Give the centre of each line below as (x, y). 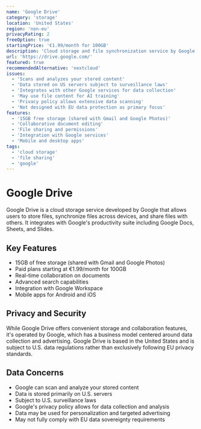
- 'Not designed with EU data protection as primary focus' (88, 107)
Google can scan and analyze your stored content (77, 387)
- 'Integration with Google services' (60, 135)
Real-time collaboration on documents (62, 275)
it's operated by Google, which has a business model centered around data (99, 334)
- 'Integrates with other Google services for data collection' (94, 91)
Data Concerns (35, 373)
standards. (20, 354)
